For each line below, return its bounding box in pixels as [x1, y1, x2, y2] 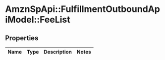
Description [44, 49, 72, 55]
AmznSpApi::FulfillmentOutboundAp [5, 3, 160, 15]
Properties [5, 34, 39, 42]
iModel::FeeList [5, 14, 70, 25]
